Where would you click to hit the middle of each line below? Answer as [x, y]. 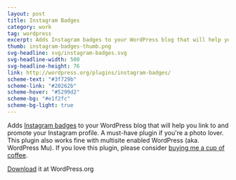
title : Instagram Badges [44, 20]
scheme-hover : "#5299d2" [44, 92]
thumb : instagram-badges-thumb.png [59, 46]
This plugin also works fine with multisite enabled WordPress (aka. [103, 140]
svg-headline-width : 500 [44, 60]
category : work [29, 27]
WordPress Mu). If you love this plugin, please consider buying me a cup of [116, 148]
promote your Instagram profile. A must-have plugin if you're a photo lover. [116, 133]
